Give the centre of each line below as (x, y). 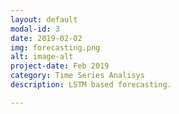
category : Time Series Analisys (77, 76)
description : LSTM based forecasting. (91, 85)
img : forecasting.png (55, 47)
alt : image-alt (42, 57)
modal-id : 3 (35, 29)
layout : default (44, 19)
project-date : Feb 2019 (60, 66)
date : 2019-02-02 (46, 38)
